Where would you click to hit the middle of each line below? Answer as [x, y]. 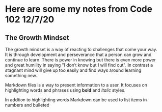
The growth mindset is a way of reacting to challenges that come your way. [81, 49]
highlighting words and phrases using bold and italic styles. [65, 90]
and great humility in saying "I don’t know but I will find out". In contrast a [79, 65]
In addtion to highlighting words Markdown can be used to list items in [76, 100]
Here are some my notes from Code [79, 9]
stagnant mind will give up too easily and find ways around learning [73, 70]
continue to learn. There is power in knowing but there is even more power [81, 60]
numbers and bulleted [27, 105]
